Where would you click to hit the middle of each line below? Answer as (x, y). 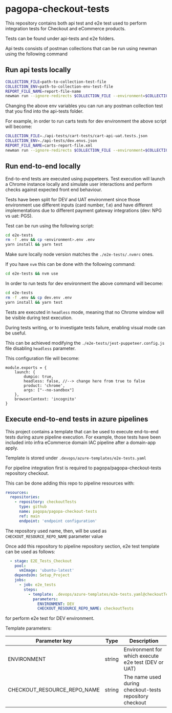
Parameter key (54, 641)
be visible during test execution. (39, 318)
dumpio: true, (39, 376)
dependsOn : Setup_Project (42, 575)
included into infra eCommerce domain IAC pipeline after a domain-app (81, 442)
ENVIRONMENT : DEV (56, 604)
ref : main (29, 516)
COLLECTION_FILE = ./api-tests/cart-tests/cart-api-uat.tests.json (76, 136)
